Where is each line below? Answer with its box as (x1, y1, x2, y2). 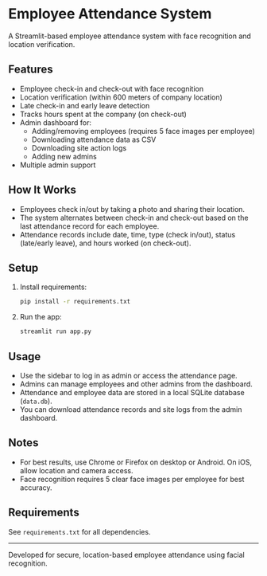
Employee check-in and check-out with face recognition (19, 84, 204, 93)
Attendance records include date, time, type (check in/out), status (19, 229, 236, 239)
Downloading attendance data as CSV (31, 135, 157, 144)
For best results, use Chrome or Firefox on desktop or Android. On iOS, (19, 457, 253, 467)
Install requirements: (19, 282, 87, 292)
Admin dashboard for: (19, 117, 91, 127)
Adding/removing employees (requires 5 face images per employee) (31, 126, 256, 135)
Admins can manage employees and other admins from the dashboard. (19, 379, 253, 389)
